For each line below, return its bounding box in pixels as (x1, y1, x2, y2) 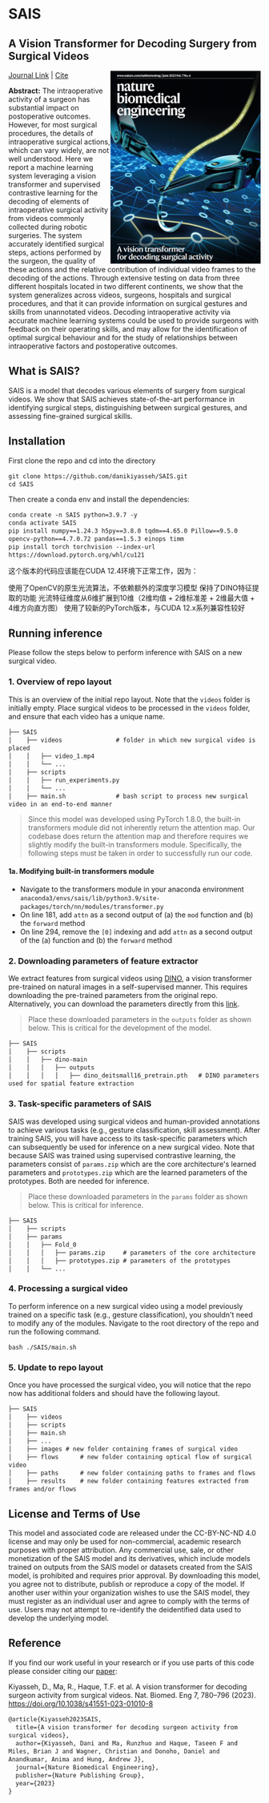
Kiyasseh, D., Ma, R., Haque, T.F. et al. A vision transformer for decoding (8, 1681, 247, 1691)
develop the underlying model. (8, 1613, 110, 1623)
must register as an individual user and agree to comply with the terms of (8, 1596, 250, 1606)
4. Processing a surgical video (8, 1283, 128, 1294)
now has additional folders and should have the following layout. (8, 1389, 220, 1399)
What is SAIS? (8, 364, 80, 378)
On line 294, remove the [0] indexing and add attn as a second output (19, 927, 253, 936)
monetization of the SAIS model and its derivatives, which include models (8, 1553, 251, 1563)
